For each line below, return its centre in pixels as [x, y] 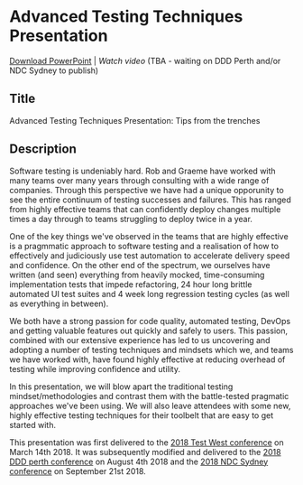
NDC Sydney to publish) [54, 70]
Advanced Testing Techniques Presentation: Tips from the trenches [135, 120]
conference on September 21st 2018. [78, 471]
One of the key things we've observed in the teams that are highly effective [149, 236]
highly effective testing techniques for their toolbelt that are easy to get [141, 415]
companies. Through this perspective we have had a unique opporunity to [147, 190]
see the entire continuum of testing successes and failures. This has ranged [150, 200]
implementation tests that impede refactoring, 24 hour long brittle [131, 284]
